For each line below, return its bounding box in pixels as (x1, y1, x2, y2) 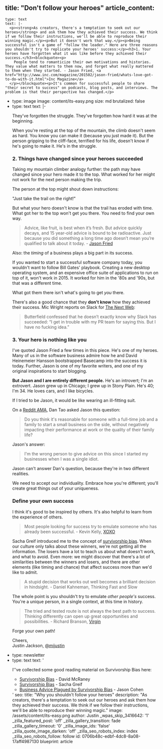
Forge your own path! (12, 628, 55, 634)
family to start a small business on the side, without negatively (24, 422, 149, 428)
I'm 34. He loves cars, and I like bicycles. (12, 388, 94, 394)
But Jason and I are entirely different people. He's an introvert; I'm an (12, 378, 153, 384)
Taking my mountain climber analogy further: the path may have (12, 166, 141, 172)
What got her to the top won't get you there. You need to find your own (12, 210, 155, 216)
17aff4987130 (12, 738, 39, 744)
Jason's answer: (12, 442, 45, 448)
